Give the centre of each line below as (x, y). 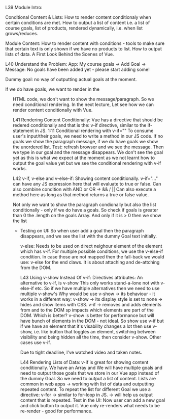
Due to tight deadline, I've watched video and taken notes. (81, 352)
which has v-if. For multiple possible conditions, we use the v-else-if (92, 251)
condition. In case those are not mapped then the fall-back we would (92, 257)
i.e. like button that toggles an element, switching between (95, 332)
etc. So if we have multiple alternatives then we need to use (97, 288)
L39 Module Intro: (24, 7)
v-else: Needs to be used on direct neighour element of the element (91, 246)
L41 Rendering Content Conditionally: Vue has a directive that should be (88, 120)
